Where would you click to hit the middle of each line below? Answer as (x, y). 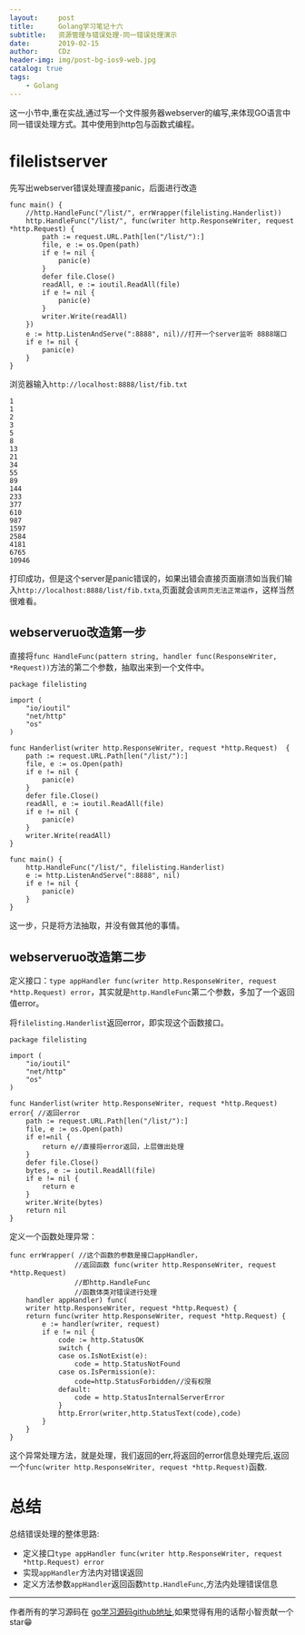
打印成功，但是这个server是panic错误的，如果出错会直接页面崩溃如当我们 (147, 578)
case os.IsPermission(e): (107, 1372)
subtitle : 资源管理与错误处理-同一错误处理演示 (93, 35)
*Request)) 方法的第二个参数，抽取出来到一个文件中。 (109, 667)
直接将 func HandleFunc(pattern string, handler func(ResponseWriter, (143, 656)
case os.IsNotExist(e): (103, 1357)
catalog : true (36, 69)
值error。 (27, 1004)
